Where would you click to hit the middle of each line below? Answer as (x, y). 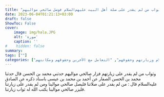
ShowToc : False (20, 23)
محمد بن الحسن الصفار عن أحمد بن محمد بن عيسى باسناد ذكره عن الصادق (73, 79)
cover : (12, 28)
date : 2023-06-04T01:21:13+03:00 (39, 14)
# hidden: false (25, 46)
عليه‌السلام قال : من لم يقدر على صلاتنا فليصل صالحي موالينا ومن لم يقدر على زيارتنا (81, 84)
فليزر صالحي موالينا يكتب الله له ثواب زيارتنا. (45, 89)
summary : (14, 50)
